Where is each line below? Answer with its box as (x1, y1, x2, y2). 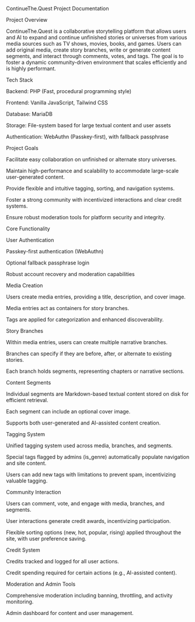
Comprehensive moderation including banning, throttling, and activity (6, 592, 173, 599)
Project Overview (6, 16, 48, 23)
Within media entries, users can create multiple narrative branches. (6, 339, 168, 345)
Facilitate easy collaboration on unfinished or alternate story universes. (6, 156, 177, 163)
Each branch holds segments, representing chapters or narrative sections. (6, 368, 185, 375)
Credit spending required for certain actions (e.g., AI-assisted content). (6, 569, 177, 576)
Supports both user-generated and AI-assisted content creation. (6, 419, 161, 426)
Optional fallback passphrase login (6, 259, 89, 266)
